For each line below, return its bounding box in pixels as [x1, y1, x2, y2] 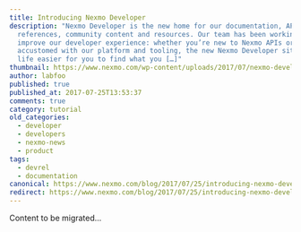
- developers [17, 130, 66, 139]
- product [17, 146, 54, 155]
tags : [9, 154, 30, 164]
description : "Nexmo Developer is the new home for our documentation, [9, 21, 282, 30]
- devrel [17, 163, 50, 172]
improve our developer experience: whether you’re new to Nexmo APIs [17, 38, 282, 47]
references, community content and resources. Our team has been [17, 30, 267, 39]
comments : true [9, 96, 66, 106]
